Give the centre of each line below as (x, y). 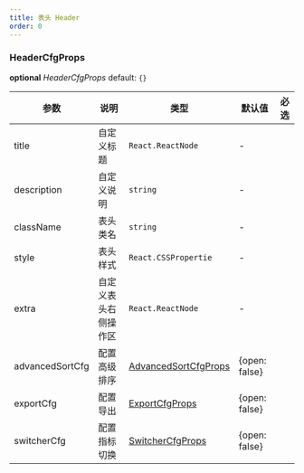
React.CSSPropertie (170, 257)
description (38, 189)
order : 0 (26, 26)
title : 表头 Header (45, 18)
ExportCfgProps (162, 403)
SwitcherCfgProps (167, 440)
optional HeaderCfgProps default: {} (78, 77)
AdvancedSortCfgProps (179, 365)
